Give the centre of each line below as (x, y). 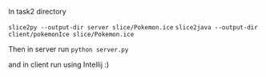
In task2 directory (37, 12)
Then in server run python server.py (69, 49)
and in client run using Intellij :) (59, 64)
